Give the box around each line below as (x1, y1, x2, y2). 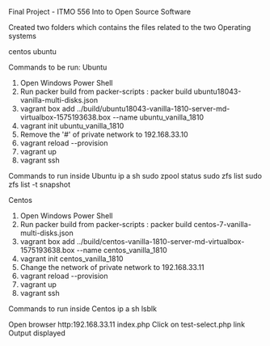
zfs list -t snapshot (8, 179, 71, 189)
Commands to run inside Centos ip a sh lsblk (8, 304, 158, 314)
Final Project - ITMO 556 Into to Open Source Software (8, 7, 192, 16)
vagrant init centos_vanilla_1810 (19, 254, 124, 264)
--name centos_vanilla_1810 (76, 246, 167, 255)
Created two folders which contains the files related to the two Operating (8, 23, 251, 32)
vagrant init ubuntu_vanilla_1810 (19, 121, 124, 130)
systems (8, 32, 36, 40)
